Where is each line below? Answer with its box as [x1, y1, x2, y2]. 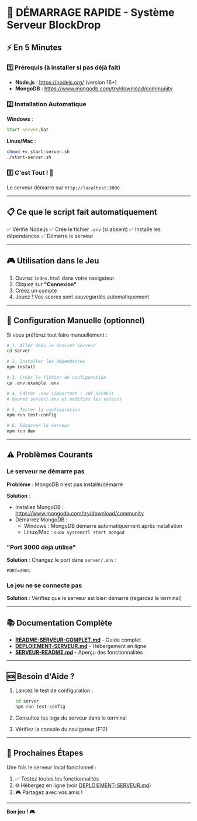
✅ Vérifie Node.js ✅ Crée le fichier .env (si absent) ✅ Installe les [6, 226, 161, 233]
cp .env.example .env [6, 380, 60, 386]
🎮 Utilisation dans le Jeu [6, 256, 99, 266]
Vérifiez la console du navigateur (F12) [15, 725, 108, 732]
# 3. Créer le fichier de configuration [6, 375, 107, 381]
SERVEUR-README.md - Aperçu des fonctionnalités [15, 649, 143, 656]
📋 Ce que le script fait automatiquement [6, 207, 157, 217]
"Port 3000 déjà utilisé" [6, 543, 76, 551]
